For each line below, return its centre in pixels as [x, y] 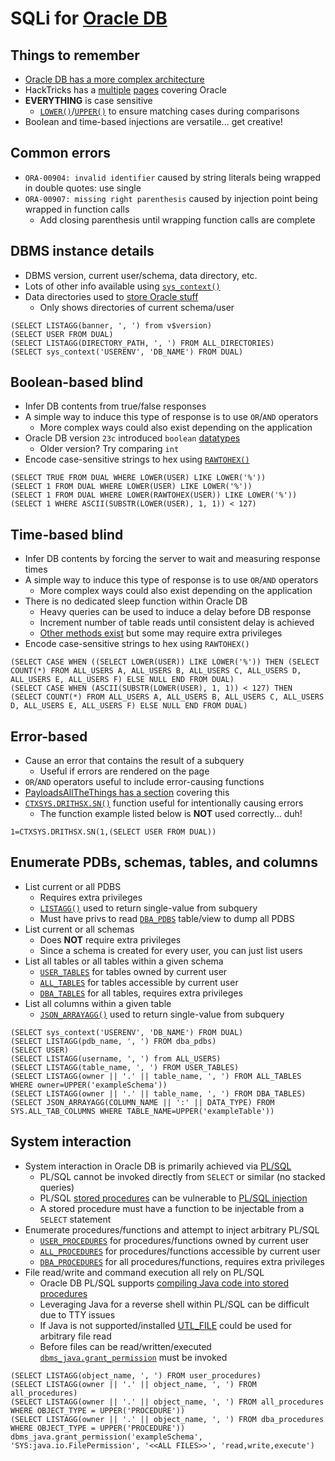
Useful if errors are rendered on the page [124, 771]
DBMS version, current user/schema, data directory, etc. [141, 275]
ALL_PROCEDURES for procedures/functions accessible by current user [180, 1251]
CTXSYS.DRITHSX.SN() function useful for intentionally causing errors [164, 803]
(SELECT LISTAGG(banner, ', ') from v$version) [111, 325]
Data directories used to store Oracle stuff [111, 296]
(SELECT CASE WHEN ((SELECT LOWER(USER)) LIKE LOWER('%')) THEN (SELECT [165, 662]
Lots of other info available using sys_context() [122, 286]
